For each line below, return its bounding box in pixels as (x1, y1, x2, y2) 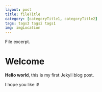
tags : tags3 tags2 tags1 (5, 21, 56, 26)
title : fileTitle (5, 12, 41, 17)
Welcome (5, 56, 45, 67)
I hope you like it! (5, 82, 40, 88)
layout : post (5, 7, 32, 12)
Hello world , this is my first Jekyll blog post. (5, 72, 94, 78)
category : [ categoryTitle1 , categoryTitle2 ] (5, 16, 98, 21)
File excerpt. (5, 39, 30, 45)
